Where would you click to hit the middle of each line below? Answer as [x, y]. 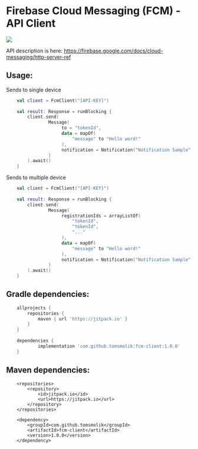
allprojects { [34, 308]
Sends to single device [34, 90]
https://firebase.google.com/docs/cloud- [113, 51]
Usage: [20, 76]
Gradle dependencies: [48, 294]
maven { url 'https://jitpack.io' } [82, 319]
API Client [31, 23]
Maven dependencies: [48, 370]
